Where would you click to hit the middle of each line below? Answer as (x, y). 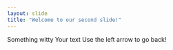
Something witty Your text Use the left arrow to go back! (87, 39)
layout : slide (28, 13)
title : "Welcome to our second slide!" (64, 20)
